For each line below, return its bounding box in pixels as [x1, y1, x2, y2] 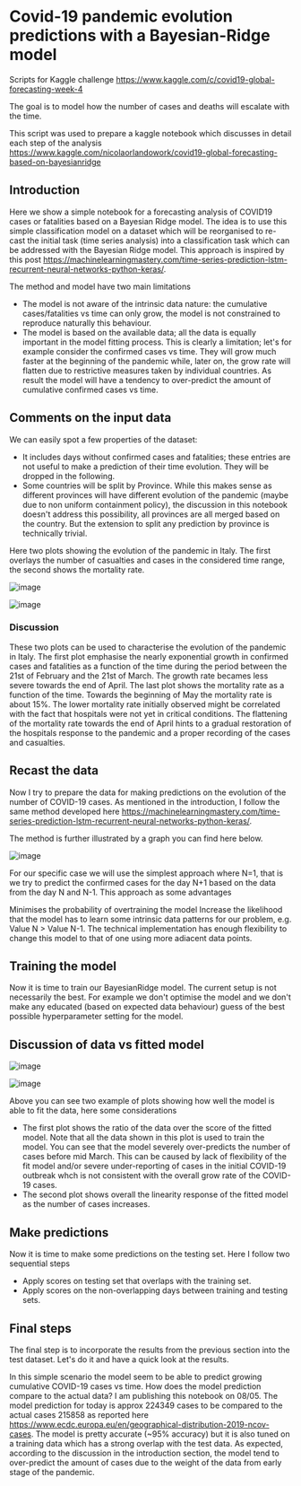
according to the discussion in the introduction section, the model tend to [9, 1447, 279, 1458]
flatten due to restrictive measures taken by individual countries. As [21, 365, 271, 376]
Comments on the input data [9, 410, 172, 425]
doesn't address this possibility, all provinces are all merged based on [21, 509, 280, 520]
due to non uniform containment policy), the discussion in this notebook [21, 499, 288, 510]
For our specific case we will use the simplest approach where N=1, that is [9, 868, 284, 878]
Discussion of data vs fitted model [9, 1036, 204, 1052]
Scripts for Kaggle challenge [9, 74, 115, 84]
